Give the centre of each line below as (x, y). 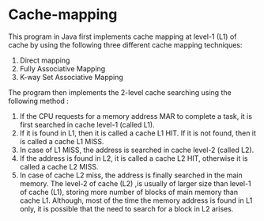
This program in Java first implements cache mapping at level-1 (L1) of (123, 36)
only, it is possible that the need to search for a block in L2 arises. (126, 208)
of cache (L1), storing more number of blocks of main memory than (129, 192)
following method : (38, 101)
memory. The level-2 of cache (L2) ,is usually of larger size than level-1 (135, 183)
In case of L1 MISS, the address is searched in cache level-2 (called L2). (137, 150)
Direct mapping (45, 60)
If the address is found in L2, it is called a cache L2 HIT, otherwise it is (134, 158)
